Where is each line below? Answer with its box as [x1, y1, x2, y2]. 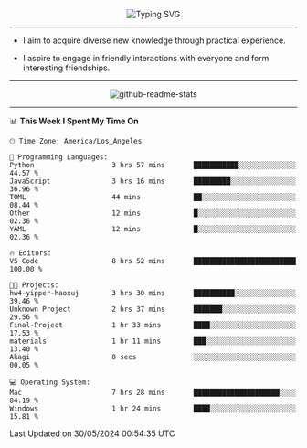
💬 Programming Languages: [9, 153, 108, 162]
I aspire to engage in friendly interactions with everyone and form [22, 53, 270, 63]
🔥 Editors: [9, 249, 52, 258]
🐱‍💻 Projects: [9, 281, 59, 290]
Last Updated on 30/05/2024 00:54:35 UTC [9, 428, 175, 439]
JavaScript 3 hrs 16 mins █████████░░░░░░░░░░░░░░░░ [9, 176, 297, 186]
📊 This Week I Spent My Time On [9, 115, 139, 126]
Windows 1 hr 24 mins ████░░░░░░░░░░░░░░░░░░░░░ [9, 404, 297, 413]
